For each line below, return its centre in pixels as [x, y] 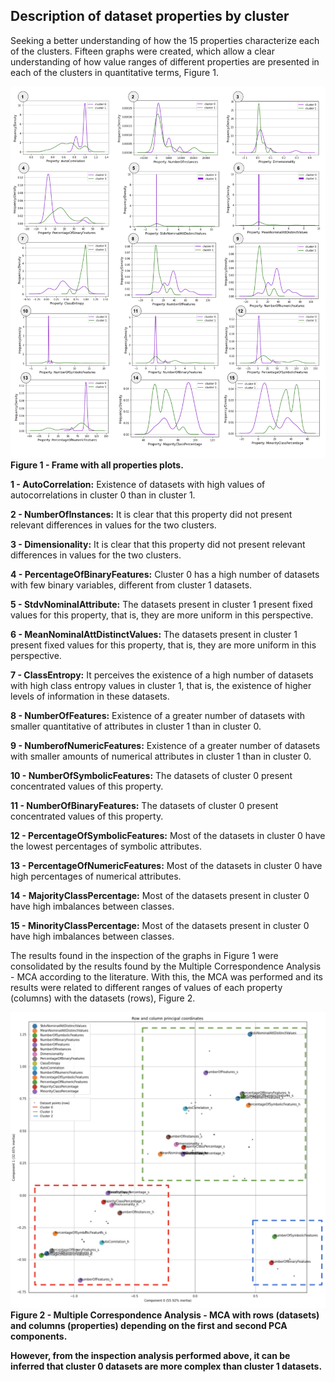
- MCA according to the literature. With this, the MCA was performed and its [166, 977]
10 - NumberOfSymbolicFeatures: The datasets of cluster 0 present [151, 776]
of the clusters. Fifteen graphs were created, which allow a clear [142, 51]
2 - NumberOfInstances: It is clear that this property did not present [151, 515]
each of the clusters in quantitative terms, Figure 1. [114, 72]
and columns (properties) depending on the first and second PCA [149, 1325]
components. [39, 1336]
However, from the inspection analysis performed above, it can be [150, 1355]
